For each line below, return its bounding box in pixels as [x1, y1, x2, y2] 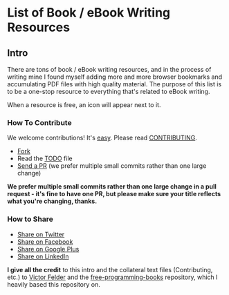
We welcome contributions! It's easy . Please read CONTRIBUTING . [7, 133, 197, 142]
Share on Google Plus [17, 245, 80, 253]
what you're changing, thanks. [7, 197, 98, 205]
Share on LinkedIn [17, 252, 69, 260]
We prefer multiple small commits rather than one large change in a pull [7, 182, 217, 191]
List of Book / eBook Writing [7, 5, 171, 21]
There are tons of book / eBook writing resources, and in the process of [7, 66, 212, 73]
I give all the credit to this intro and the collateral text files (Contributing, [7, 265, 213, 274]
